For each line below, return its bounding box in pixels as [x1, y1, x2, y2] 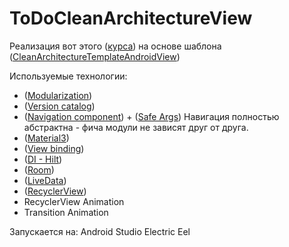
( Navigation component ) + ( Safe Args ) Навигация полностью [23, 110, 280, 122]
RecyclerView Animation [23, 195, 125, 207]
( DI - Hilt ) [23, 153, 63, 165]
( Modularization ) [23, 89, 93, 101]
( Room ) [23, 163, 55, 176]
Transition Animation [23, 206, 109, 218]
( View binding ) [23, 142, 85, 154]
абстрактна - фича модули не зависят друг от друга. [23, 121, 249, 133]
